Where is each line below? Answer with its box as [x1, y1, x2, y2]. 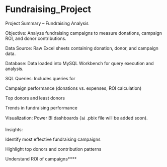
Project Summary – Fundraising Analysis [5, 20, 89, 26]
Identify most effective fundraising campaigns [5, 136, 101, 142]
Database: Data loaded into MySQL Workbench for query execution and [5, 60, 154, 66]
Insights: [5, 126, 23, 132]
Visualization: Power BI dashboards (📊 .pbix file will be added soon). [5, 115, 148, 121]
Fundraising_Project [5, 4, 92, 15]
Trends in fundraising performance [5, 104, 78, 110]
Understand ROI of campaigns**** [5, 155, 77, 162]
